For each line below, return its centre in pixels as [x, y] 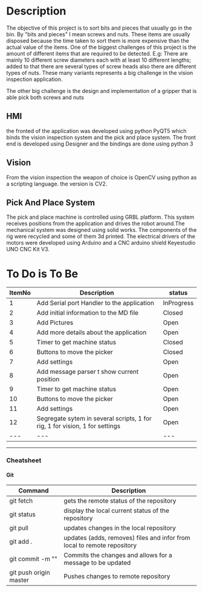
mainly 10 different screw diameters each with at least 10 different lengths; [99, 60]
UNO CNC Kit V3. [28, 249]
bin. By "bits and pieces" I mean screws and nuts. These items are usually [98, 34]
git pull [19, 528]
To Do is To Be [42, 274]
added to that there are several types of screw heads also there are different [101, 66]
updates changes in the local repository [120, 528]
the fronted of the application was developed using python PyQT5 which [97, 130]
